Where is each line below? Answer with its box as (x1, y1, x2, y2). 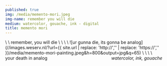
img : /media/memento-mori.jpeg (5, 12, 70, 17)
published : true (5, 7, 39, 12)
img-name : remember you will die (5, 16, 75, 21)
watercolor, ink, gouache (111, 55, 163, 61)
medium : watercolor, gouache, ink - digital (5, 21, 99, 26)
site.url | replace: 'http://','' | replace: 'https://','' (62, 45, 160, 51)
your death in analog (5, 55, 47, 61)
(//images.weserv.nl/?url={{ (5, 45, 62, 51)
